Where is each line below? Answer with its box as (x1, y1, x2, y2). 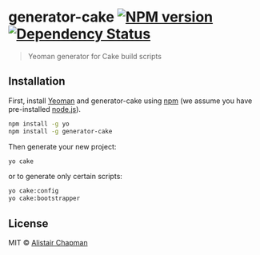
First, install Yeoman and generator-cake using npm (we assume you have (8, 96, 253, 106)
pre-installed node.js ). (8, 104, 82, 114)
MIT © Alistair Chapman (8, 237, 88, 247)
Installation (8, 74, 66, 88)
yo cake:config (8, 187, 59, 195)
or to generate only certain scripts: (8, 172, 122, 181)
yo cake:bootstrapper (8, 194, 81, 203)
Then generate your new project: (8, 141, 117, 151)
